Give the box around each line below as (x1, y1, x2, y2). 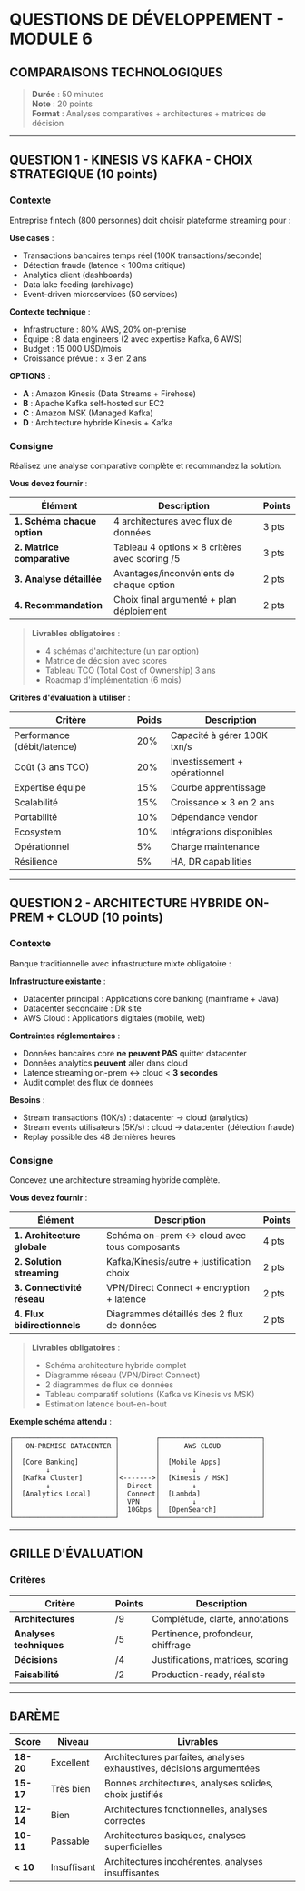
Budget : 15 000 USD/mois (22, 343, 122, 354)
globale (14, 1240, 47, 1253)
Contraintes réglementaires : (9, 1030, 121, 1041)
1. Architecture (14, 1228, 81, 1241)
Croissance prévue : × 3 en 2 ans (22, 353, 147, 364)
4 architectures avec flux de (113, 515, 233, 527)
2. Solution (14, 1255, 62, 1267)
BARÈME (9, 1709, 61, 1725)
